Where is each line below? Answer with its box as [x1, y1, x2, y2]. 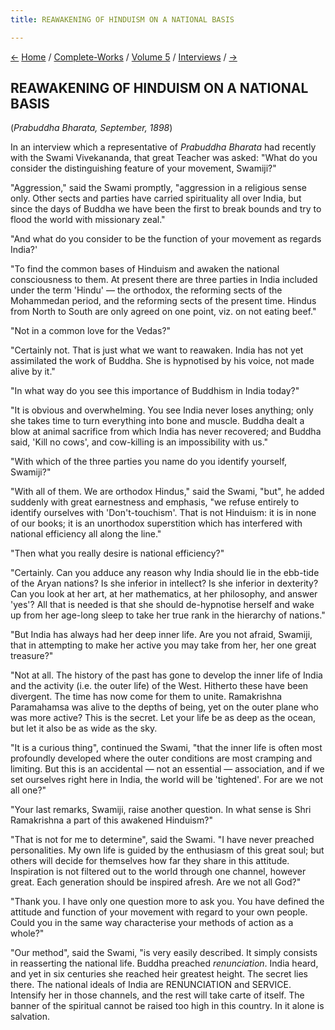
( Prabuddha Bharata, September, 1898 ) [10, 122, 173, 134]
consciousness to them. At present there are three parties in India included [10, 274, 318, 286]
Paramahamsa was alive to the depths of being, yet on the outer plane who [10, 701, 319, 713]
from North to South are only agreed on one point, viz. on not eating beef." [10, 306, 317, 318]
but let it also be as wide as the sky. [10, 722, 158, 735]
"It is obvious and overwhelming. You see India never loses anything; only [10, 404, 314, 416]
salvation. [10, 1011, 51, 1023]
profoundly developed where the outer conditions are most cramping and [10, 752, 313, 765]
